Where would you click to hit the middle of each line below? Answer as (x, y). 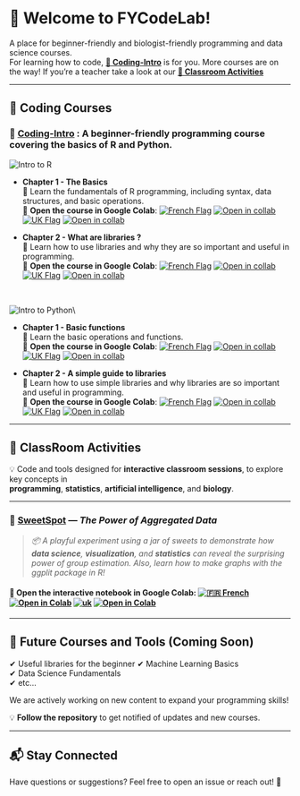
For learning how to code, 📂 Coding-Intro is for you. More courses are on (144, 62)
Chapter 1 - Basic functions (74, 327)
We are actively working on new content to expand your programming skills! (149, 700)
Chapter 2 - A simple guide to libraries (94, 373)
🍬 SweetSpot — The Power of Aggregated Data (113, 520)
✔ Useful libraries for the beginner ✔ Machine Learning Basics (124, 663)
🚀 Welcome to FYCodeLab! (110, 18)
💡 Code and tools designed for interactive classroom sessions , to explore (146, 469)
